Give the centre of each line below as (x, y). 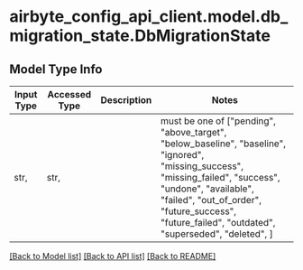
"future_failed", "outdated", (218, 223)
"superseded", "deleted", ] (217, 234)
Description (126, 100)
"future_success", (199, 211)
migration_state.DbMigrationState (140, 36)
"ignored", (183, 155)
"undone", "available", (207, 189)
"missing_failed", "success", (221, 177)
